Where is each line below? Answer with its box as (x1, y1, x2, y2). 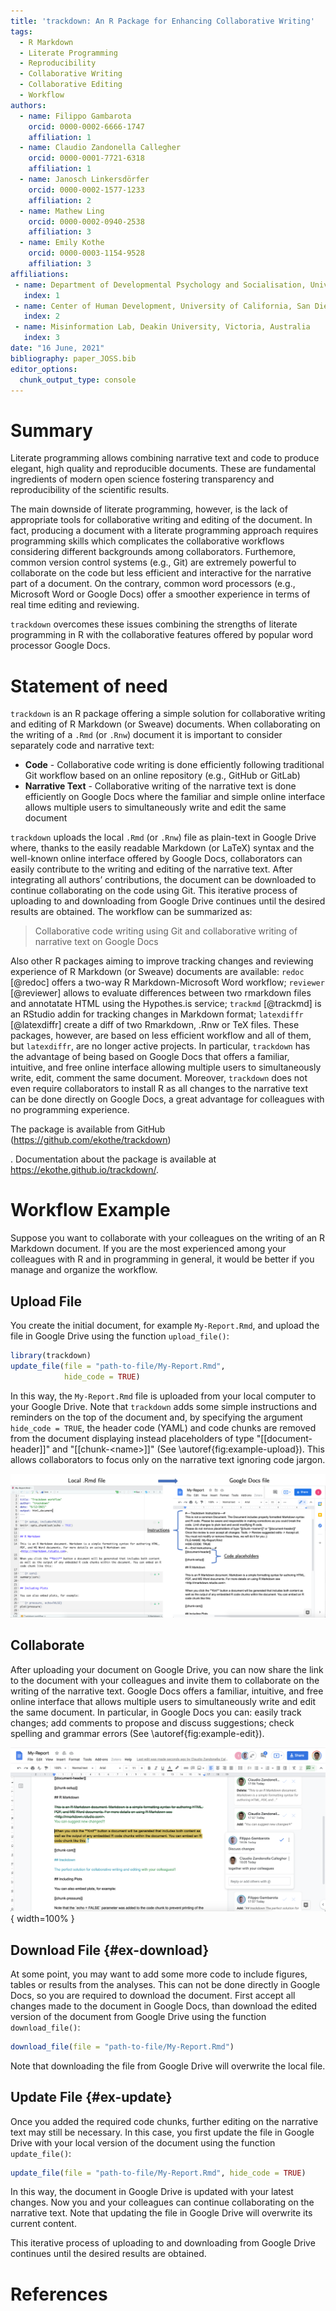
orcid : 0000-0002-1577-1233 (28, 185, 145, 195)
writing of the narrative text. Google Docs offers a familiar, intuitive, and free (10, 1685, 324, 1697)
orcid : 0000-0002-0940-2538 (28, 216, 145, 227)
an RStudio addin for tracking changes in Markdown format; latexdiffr (10, 1008, 304, 1020)
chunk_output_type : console (19, 375, 137, 385)
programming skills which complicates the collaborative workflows (10, 535, 285, 547)
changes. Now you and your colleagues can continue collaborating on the (10, 2196, 315, 2209)
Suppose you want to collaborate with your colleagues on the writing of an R (10, 1232, 326, 1244)
